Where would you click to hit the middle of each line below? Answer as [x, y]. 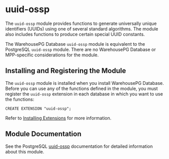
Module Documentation [43, 134]
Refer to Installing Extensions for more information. [58, 118]
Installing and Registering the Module [66, 71]
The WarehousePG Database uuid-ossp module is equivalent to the [75, 44]
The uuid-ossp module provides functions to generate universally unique [81, 23]
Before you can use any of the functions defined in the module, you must [82, 88]
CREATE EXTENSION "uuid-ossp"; [38, 108]
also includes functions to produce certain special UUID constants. [75, 34]
